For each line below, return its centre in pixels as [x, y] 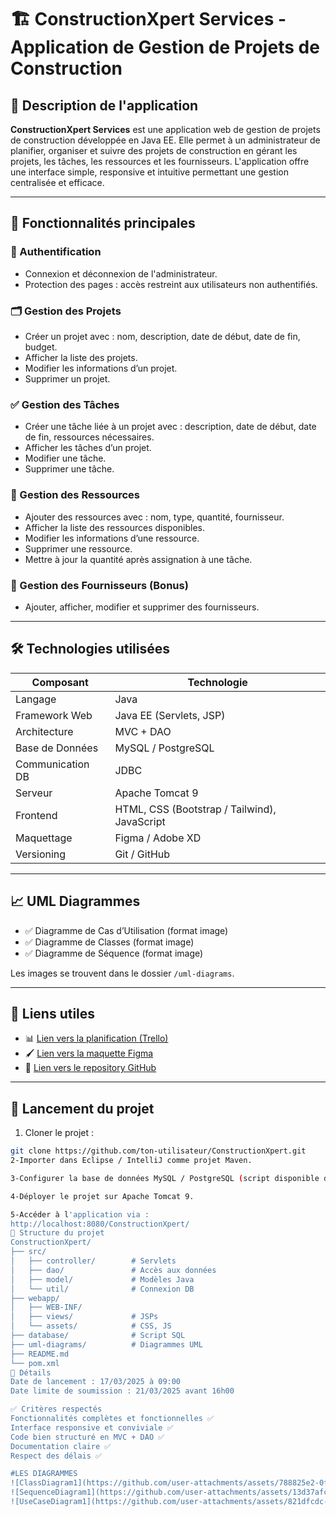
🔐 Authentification [56, 252]
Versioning [41, 854]
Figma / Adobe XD [158, 838]
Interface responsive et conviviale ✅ [92, 1427]
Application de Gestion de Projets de [165, 47]
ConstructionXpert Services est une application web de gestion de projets [165, 129]
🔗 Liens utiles [53, 1013]
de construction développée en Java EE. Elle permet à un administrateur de [165, 140]
